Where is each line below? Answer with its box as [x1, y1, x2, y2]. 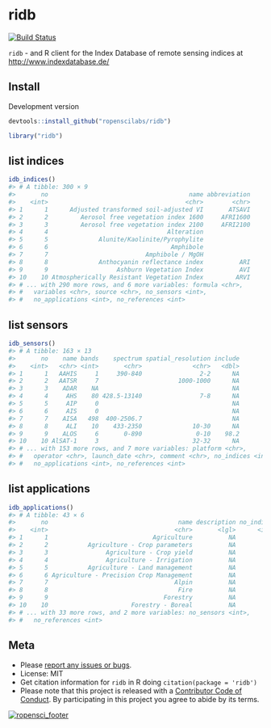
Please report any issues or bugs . [19, 660, 132, 670]
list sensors [8, 318, 69, 332]
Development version [8, 101, 79, 111]
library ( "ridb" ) [8, 132, 63, 140]
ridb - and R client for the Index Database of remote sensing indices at [8, 48, 244, 57]
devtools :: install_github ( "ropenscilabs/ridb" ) [8, 117, 172, 125]
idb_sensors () [8, 339, 56, 347]
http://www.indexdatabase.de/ [8, 57, 110, 66]
